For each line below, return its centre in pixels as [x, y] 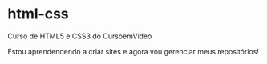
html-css [38, 14]
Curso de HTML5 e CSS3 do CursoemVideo [80, 36]
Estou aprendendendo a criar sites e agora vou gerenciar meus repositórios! [133, 51]
